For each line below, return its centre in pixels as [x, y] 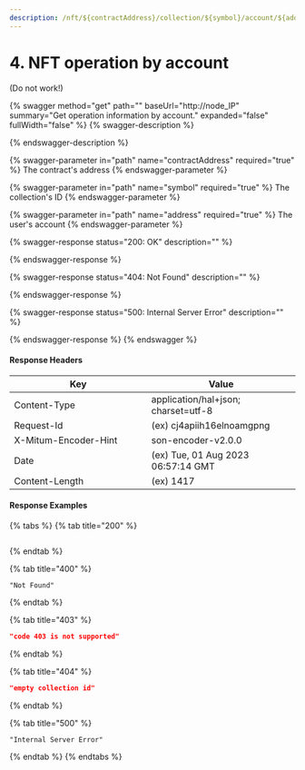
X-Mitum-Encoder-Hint [66, 439]
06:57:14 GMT [183, 466]
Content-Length [49, 480]
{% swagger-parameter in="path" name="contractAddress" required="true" [152, 160]
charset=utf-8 [182, 410]
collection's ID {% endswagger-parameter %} [95, 197]
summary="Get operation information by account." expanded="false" [139, 115]
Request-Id [39, 425]
